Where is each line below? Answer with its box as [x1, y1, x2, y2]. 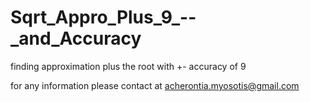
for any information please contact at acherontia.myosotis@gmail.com [10, 79, 300, 91]
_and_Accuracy [10, 27, 142, 50]
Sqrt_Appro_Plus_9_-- [10, 6, 197, 29]
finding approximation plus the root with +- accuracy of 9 [10, 60, 247, 72]
